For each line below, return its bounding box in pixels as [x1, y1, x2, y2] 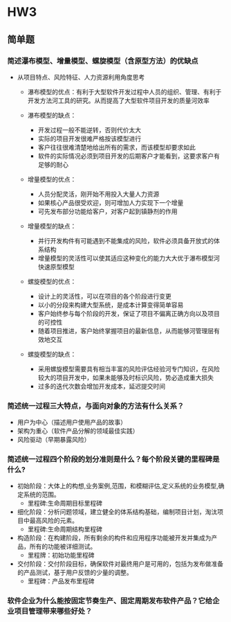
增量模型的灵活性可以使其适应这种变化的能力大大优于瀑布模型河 [37, 254, 220, 262]
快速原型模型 [37, 263, 75, 271]
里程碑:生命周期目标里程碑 [27, 499, 102, 508]
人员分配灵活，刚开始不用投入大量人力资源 [37, 190, 160, 198]
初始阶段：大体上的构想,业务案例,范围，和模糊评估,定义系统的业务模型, [17, 482, 219, 490]
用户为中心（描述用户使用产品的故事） [17, 418, 127, 427]
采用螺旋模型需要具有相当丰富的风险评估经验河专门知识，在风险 [37, 364, 220, 373]
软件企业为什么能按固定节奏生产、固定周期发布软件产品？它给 [7, 596, 213, 606]
